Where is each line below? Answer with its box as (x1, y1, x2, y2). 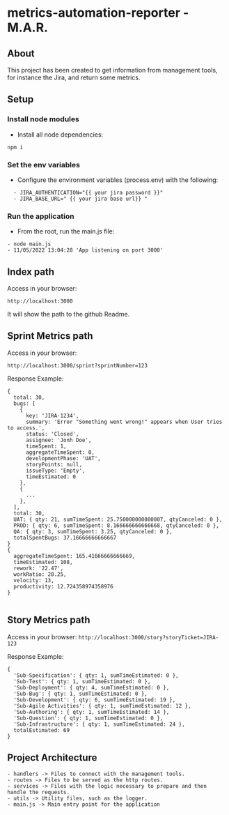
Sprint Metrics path (7, 330, 93, 342)
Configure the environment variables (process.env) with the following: (17, 176, 219, 184)
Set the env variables (7, 160, 80, 169)
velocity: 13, (13, 577, 54, 584)
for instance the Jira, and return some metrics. (7, 73, 141, 82)
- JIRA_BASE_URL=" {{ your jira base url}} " (13, 195, 148, 202)
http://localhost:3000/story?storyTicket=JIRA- (78, 634, 219, 641)
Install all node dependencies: (17, 130, 104, 139)
